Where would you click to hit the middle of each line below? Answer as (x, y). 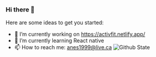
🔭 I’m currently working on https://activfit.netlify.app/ (79, 34)
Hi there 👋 (20, 10)
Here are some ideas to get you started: (55, 23)
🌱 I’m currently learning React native (59, 41)
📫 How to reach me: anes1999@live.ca (63, 47)
